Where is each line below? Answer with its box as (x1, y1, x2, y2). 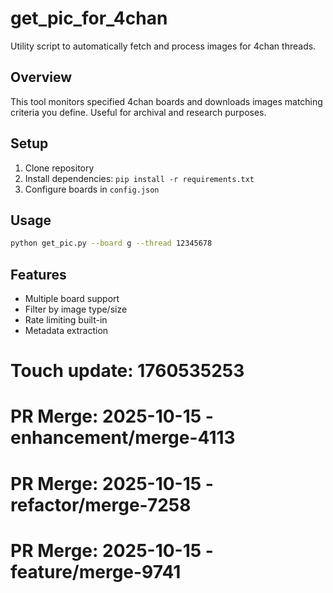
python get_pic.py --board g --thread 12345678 (10, 238, 213, 249)
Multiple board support (24, 293, 120, 305)
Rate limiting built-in (24, 314, 108, 326)
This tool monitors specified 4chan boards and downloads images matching (10, 95, 323, 107)
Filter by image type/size (24, 303, 128, 316)
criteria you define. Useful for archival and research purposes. (10, 106, 267, 118)
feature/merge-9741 (10, 560, 182, 583)
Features (10, 266, 67, 283)
